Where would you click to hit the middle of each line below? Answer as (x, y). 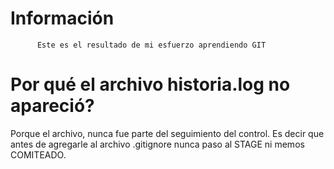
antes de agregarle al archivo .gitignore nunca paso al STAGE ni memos (157, 144)
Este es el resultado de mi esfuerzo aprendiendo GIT (151, 45)
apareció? (52, 106)
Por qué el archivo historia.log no (150, 84)
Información (62, 18)
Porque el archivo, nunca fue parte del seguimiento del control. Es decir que (167, 133)
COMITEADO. (38, 154)
